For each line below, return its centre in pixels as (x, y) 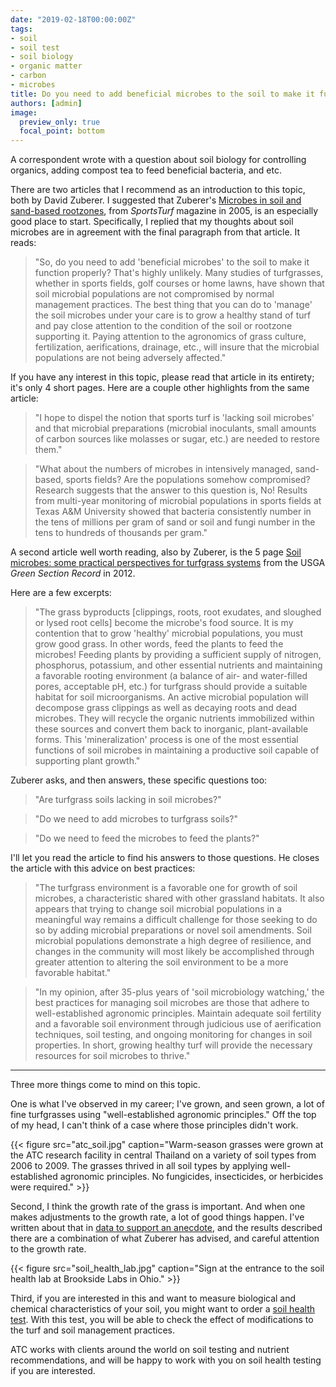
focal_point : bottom (62, 131)
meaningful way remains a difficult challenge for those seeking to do (176, 920)
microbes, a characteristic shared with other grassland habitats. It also (179, 898)
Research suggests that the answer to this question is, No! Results (171, 490)
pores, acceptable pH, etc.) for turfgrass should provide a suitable (171, 687)
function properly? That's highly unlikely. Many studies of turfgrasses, (179, 273)
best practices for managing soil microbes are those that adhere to (172, 1003)
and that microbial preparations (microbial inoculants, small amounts (175, 428)
